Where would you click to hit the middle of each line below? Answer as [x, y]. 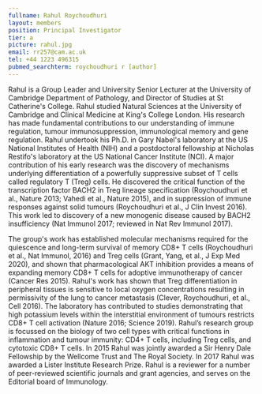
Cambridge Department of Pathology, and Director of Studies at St [116, 98]
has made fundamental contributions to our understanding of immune [122, 122]
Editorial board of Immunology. [58, 381]
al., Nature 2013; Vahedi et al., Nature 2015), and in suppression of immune [130, 198]
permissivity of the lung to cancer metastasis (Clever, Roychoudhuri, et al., [129, 298]
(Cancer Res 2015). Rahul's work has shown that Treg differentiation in [123, 280]
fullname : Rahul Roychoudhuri [58, 15]
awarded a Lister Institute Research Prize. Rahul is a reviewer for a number [129, 365]
